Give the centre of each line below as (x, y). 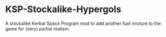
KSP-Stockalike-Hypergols (63, 9)
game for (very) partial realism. (38, 28)
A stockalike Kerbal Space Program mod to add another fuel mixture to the (83, 23)
